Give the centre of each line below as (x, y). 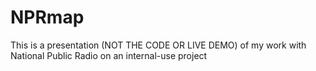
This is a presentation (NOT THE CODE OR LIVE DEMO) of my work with (158, 45)
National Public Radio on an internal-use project (109, 55)
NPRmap (47, 17)
